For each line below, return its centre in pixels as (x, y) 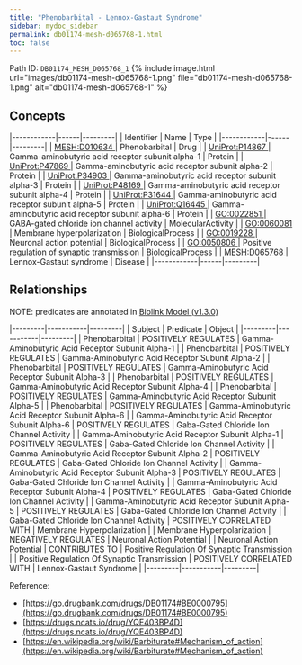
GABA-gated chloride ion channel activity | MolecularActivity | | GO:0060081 (151, 224)
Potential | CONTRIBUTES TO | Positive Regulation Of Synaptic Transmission (151, 549)
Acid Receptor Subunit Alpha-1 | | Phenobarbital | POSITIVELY (176, 348)
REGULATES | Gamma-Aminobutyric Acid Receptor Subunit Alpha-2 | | (140, 357)
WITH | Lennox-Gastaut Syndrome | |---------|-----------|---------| (134, 568)
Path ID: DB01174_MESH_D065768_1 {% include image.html (112, 68)
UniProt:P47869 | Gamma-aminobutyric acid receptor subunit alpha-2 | (141, 166)
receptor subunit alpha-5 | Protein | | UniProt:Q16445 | (110, 204)
